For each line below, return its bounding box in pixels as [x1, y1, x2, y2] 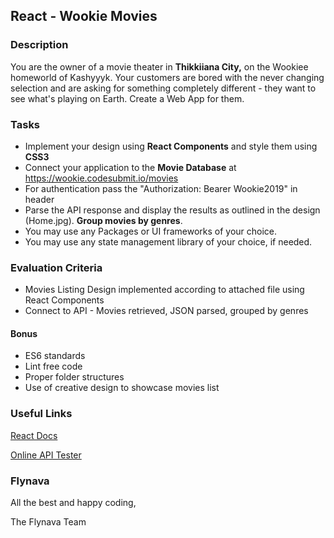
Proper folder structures [24, 371, 125, 383]
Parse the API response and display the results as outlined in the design [24, 204, 321, 216]
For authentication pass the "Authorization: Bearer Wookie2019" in [24, 182, 298, 194]
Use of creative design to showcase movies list [24, 382, 220, 394]
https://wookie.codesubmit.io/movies [24, 172, 179, 184]
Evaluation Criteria [10, 260, 103, 274]
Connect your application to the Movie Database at [24, 161, 237, 173]
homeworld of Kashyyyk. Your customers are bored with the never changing [10, 71, 325, 83]
